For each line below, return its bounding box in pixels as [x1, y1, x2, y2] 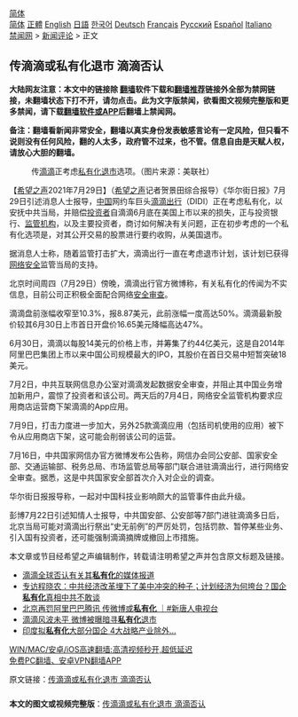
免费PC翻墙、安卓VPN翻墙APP [9, 655, 122, 666]
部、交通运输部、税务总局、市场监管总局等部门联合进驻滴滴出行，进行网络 [9, 461, 281, 471]
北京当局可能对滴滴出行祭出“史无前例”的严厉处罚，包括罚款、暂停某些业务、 [9, 521, 288, 532]
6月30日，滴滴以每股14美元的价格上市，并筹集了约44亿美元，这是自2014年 [9, 337, 286, 348]
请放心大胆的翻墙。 [9, 146, 80, 157]
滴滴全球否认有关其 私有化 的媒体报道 [21, 570, 155, 580]
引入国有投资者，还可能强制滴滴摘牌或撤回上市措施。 [9, 532, 204, 542]
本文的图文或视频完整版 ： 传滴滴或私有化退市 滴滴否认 [9, 698, 206, 709]
